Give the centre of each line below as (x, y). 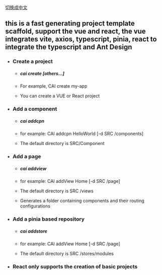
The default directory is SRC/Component (62, 144)
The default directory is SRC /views (57, 191)
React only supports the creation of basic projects (75, 266)
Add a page (27, 157)
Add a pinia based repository (48, 219)
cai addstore (34, 231)
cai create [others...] (42, 73)
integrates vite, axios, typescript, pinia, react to (81, 39)
